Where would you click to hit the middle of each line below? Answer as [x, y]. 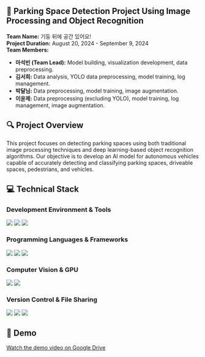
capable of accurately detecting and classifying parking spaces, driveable [100, 162]
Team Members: [28, 50]
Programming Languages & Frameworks [67, 239]
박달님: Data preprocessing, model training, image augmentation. [97, 91]
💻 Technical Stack [43, 190]
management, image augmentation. [60, 105]
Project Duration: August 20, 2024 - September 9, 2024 [77, 43]
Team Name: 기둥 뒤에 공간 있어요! [49, 36]
